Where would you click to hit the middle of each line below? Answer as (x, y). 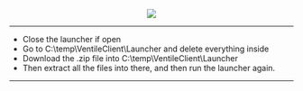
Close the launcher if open (72, 39)
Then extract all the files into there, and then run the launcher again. (149, 68)
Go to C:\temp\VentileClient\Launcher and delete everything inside (146, 49)
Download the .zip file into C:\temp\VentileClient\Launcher (130, 58)
